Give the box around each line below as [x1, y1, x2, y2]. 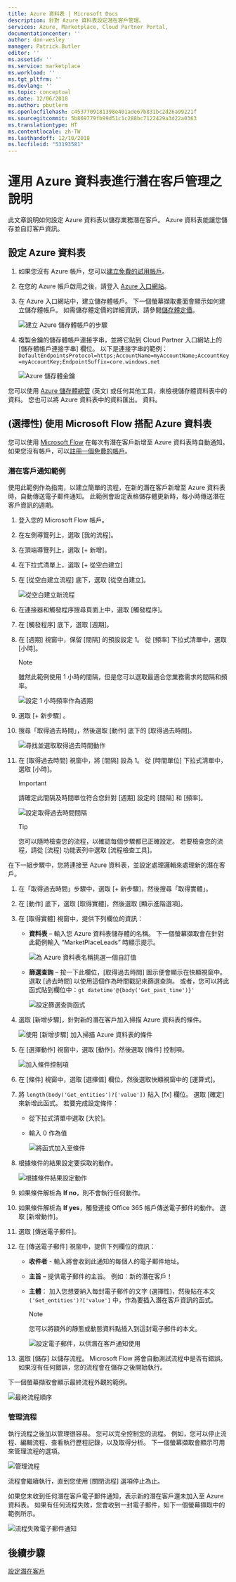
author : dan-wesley [8, 37, 65, 44]
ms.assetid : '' [8, 56, 53, 63]
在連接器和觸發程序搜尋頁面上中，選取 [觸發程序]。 [18, 605, 166, 614]
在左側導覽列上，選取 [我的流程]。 [18, 530, 117, 539]
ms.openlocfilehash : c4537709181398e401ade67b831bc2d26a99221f [8, 108, 197, 115]
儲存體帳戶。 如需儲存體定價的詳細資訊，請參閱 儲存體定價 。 [24, 305, 199, 314]
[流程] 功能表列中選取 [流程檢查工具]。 [44, 845, 157, 854]
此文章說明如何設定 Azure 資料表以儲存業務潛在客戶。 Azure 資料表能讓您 [8, 216, 222, 224]
